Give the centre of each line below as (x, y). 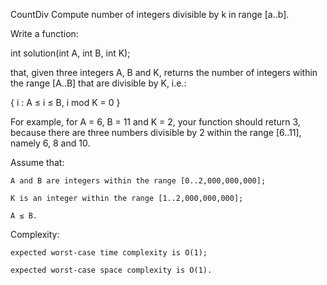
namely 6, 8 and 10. (50, 143)
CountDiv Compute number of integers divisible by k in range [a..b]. (150, 14)
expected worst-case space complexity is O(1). (111, 270)
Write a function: (44, 33)
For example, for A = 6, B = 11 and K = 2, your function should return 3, (155, 122)
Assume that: (37, 162)
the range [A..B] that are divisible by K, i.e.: (98, 83)
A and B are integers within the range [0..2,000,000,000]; (138, 181)
